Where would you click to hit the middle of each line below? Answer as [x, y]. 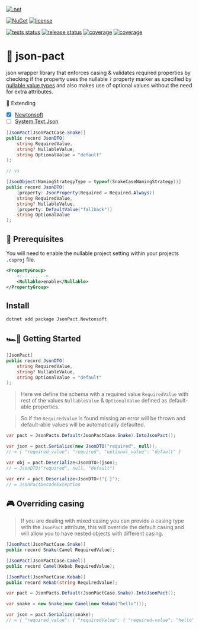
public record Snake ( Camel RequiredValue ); [61, 550]
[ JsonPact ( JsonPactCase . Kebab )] [46, 577]
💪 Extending [21, 103]
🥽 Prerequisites [35, 239]
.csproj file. [21, 260]
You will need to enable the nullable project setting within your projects [93, 253]
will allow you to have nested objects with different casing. [92, 534]
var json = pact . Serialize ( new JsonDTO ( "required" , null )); [82, 446]
